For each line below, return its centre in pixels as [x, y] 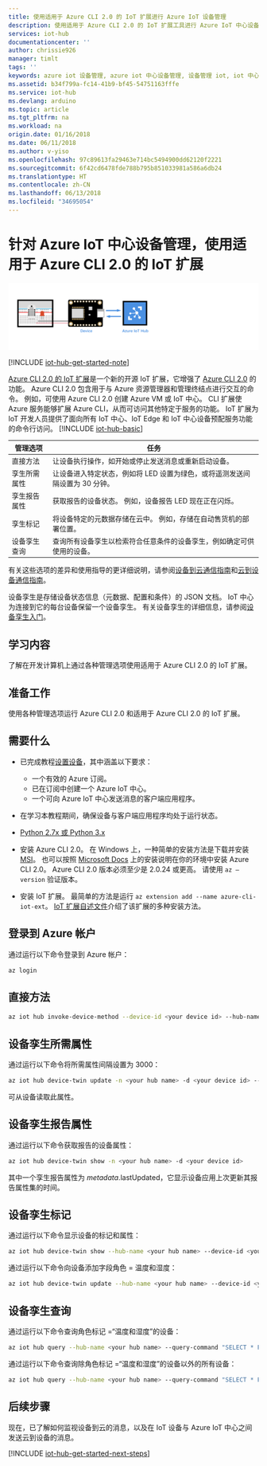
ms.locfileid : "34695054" [51, 202]
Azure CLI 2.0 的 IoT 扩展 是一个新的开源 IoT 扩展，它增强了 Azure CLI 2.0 [128, 379]
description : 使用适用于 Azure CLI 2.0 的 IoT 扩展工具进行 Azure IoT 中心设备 [134, 25]
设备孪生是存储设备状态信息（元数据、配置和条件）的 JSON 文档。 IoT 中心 [131, 597]
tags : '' [23, 68]
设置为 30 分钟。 [87, 484]
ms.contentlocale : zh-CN [49, 185]
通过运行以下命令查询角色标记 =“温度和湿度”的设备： [95, 1331]
